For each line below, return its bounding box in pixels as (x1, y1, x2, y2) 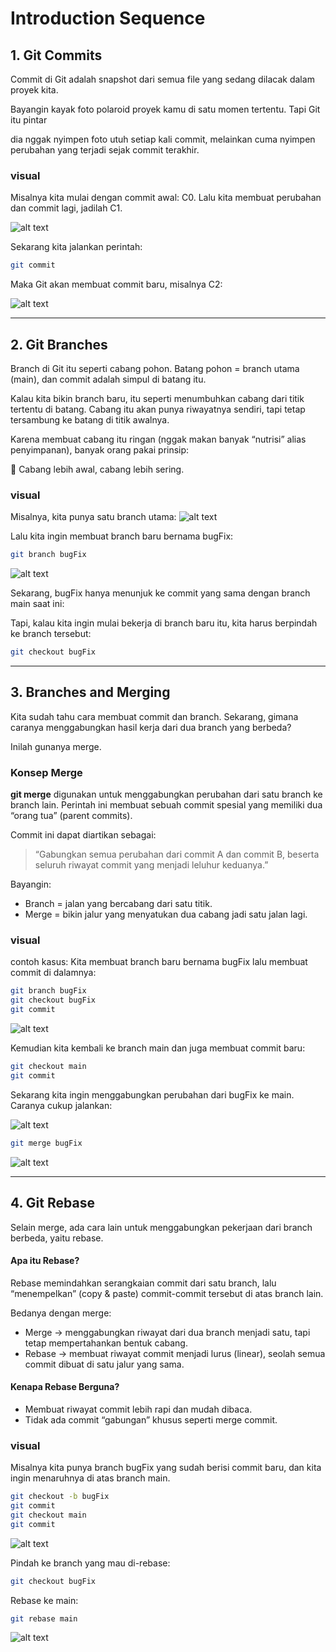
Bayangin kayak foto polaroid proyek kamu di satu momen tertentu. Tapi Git (10, 103, 321, 115)
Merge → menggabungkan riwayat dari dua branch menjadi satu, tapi (24, 1326, 311, 1338)
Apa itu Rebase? (10, 1255, 80, 1267)
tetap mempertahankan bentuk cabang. (24, 1337, 188, 1349)
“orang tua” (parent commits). (10, 810, 133, 822)
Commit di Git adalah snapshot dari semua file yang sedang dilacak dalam (10, 73, 315, 85)
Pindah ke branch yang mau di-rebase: (10, 1557, 171, 1569)
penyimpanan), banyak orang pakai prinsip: (10, 443, 190, 456)
